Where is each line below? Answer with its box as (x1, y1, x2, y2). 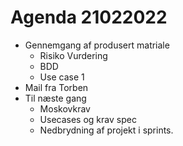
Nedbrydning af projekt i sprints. (39, 124, 174, 136)
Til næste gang (24, 92, 87, 104)
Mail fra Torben (24, 81, 89, 93)
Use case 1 (39, 71, 85, 83)
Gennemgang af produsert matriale (24, 39, 170, 51)
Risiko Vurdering (39, 49, 108, 61)
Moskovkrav (39, 102, 91, 115)
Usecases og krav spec (39, 113, 137, 125)
